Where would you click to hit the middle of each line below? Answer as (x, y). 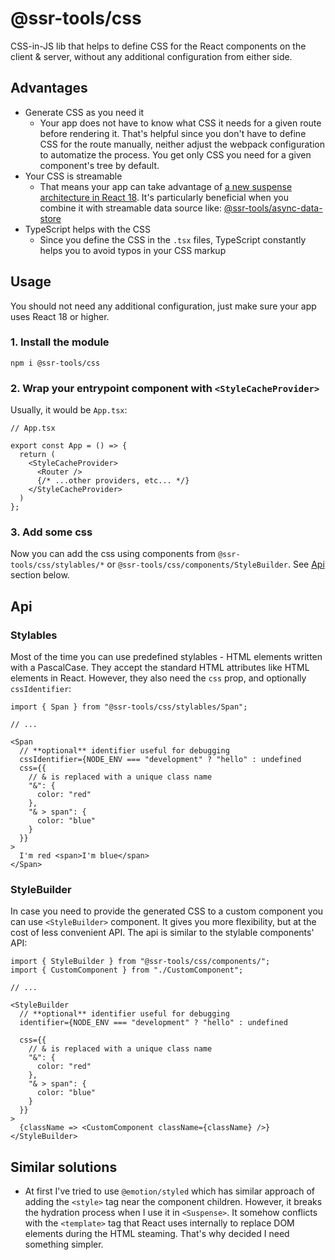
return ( (37, 455)
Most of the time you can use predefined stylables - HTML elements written (166, 657)
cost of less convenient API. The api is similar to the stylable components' (162, 933)
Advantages (49, 88)
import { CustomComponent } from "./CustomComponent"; (127, 970)
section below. (40, 575)
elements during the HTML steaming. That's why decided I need (157, 1234)
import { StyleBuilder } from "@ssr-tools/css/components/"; (140, 962)
